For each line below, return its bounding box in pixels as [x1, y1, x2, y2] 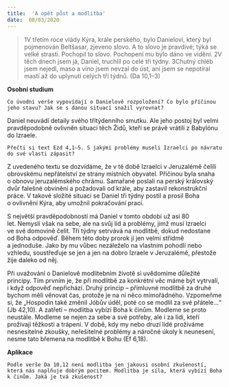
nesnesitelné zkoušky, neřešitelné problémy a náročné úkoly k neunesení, [7, 327, 216, 336]
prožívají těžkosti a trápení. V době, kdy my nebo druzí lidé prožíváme [7, 320, 204, 328]
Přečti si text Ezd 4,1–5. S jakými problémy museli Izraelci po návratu [7, 144, 223, 151]
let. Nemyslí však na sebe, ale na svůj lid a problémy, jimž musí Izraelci [7, 219, 207, 227]
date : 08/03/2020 [7, 16, 60, 23]
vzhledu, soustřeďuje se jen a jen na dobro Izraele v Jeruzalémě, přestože [7, 248, 217, 257]
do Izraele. [7, 131, 38, 139]
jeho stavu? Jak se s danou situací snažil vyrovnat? [7, 104, 165, 111]
